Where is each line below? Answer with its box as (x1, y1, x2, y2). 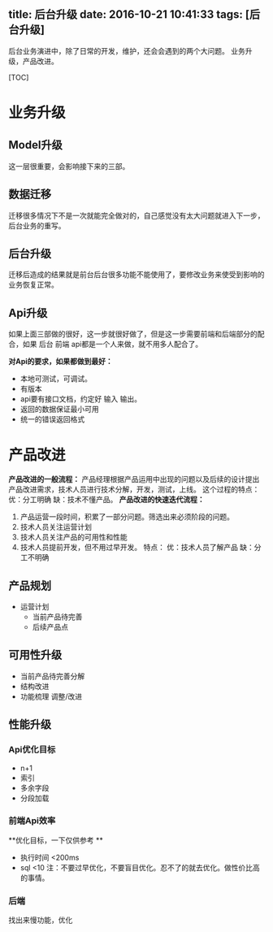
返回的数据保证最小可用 (19, 405, 99, 414)
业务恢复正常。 (8, 280, 58, 290)
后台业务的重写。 (8, 220, 66, 230)
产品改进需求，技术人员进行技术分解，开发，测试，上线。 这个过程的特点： (8, 484, 260, 494)
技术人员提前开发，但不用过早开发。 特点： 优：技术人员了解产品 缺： (19, 543, 254, 553)
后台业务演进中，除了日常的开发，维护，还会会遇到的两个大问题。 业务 (8, 46, 245, 55)
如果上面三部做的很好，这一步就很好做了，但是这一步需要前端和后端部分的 (8, 329, 258, 339)
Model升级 (8, 138, 63, 152)
